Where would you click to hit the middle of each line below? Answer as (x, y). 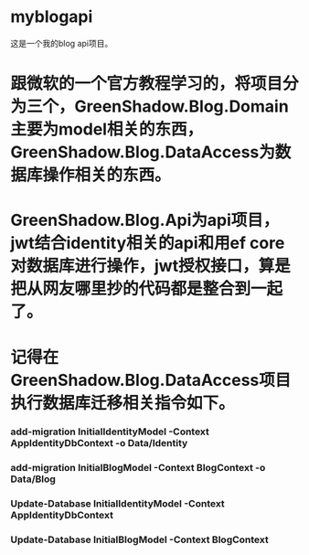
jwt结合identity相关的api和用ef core (148, 243)
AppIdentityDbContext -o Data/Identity (99, 443)
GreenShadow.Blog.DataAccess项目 (151, 380)
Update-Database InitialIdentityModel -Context (117, 504)
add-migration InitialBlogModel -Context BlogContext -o (138, 468)
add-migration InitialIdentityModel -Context (110, 432)
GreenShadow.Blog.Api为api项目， (145, 220)
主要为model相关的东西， (107, 129)
